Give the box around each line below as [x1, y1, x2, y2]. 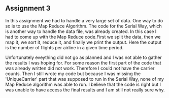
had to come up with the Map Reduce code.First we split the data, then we [5, 34, 161, 40]
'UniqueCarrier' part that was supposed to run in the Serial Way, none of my [5, 76, 164, 82]
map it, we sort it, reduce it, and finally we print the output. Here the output [5, 39, 162, 45]
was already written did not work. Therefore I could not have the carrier [5, 65, 155, 71]
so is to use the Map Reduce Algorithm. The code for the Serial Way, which [5, 23, 162, 29]
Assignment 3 [5, 4, 51, 13]
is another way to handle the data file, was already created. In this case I [5, 28, 157, 35]
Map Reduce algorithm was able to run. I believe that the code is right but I [5, 81, 161, 87]
